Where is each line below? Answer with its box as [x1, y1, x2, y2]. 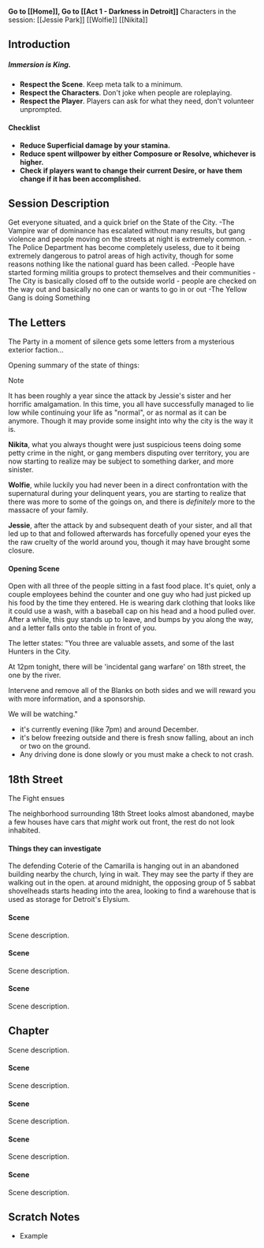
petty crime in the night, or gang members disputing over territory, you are [8, 449, 250, 458]
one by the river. [8, 670, 61, 680]
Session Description [8, 196, 110, 210]
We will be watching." [8, 710, 79, 719]
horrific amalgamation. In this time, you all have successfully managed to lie [8, 400, 255, 409]
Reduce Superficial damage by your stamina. [19, 140, 171, 150]
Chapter [8, 1024, 50, 1038]
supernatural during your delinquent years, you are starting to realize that [8, 489, 247, 498]
